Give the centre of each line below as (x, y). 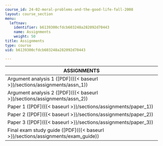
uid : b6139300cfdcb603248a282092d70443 (45, 50)
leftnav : (18, 23)
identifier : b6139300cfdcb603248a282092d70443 (62, 28)
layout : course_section (29, 14)
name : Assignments (32, 32)
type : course (18, 45)
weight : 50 (25, 37)
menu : (10, 18)
